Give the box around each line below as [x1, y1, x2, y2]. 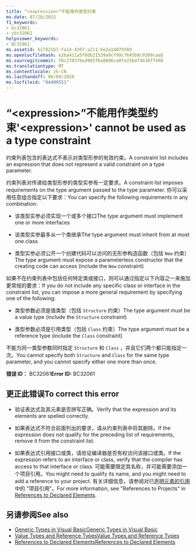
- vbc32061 [6, 30, 33, 36]
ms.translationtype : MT [6, 63, 64, 69]
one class [14, 237, 38, 244]
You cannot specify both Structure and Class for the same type [16, 351, 170, 358]
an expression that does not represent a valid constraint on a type [6, 161, 165, 168]
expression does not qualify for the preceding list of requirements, [14, 431, 174, 438]
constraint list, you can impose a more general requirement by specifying [6, 288, 183, 295]
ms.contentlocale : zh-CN [6, 69, 67, 74]
